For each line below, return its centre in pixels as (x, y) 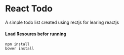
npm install (17, 44)
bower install (20, 49)
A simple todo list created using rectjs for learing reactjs (62, 22)
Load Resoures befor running (36, 34)
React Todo (29, 9)
